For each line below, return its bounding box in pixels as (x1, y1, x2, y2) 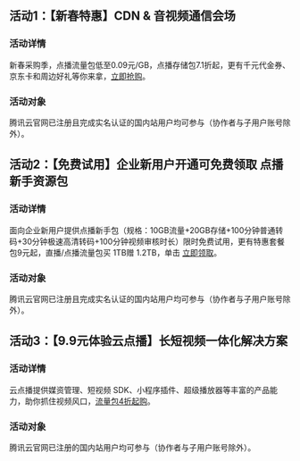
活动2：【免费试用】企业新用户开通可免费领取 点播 (9, 157, 284, 172)
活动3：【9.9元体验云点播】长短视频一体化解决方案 (9, 333, 288, 348)
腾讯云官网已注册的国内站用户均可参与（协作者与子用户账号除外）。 (9, 441, 256, 453)
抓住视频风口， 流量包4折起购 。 (39, 396, 156, 407)
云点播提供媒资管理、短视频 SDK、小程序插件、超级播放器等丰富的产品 (9, 384, 271, 395)
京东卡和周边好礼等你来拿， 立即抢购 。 (9, 71, 150, 81)
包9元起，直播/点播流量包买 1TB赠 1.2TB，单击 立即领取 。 (9, 247, 221, 257)
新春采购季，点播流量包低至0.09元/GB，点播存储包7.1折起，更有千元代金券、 (9, 59, 291, 70)
